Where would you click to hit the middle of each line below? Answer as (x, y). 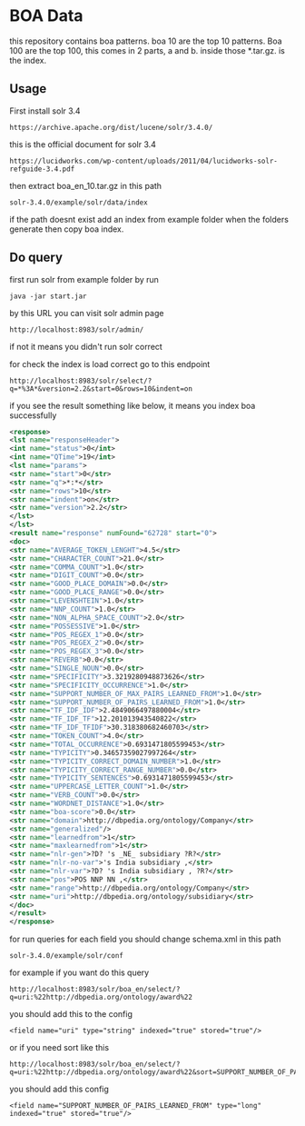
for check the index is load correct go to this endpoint (110, 364)
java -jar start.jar (49, 296)
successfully (33, 415)
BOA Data (46, 16)
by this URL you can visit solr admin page (87, 313)
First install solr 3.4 (45, 111)
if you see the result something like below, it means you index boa (133, 405)
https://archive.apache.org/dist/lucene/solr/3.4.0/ (111, 127)
